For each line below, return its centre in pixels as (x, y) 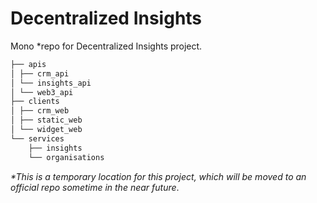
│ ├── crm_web (40, 111)
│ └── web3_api (42, 92)
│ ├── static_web (46, 120)
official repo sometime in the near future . (95, 187)
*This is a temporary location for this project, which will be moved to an (158, 176)
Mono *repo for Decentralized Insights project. (106, 46)
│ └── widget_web (46, 130)
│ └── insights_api (51, 83)
